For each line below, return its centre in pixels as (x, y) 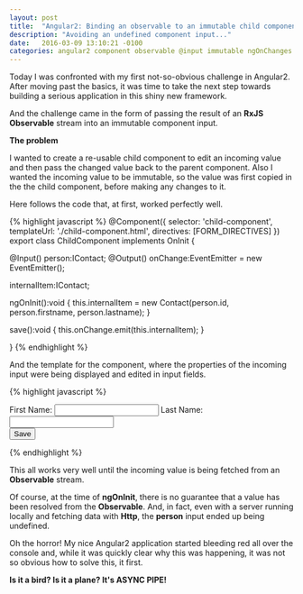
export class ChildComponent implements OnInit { (102, 241)
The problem (34, 141)
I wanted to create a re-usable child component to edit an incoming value (145, 158)
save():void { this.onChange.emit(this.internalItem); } (107, 330)
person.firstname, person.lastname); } (80, 313)
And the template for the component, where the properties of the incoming (148, 365)
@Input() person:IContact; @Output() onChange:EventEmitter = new (136, 259)
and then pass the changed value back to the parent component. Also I (141, 168)
